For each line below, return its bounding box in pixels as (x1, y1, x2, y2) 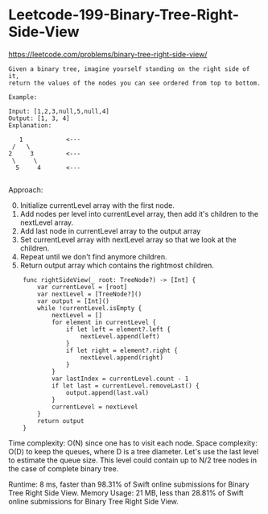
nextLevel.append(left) (80, 332, 160, 340)
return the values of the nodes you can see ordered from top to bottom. (8, 79, 262, 87)
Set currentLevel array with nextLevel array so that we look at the (19, 234, 237, 244)
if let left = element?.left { (65, 325, 171, 334)
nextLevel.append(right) (80, 353, 163, 362)
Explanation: (8, 121, 52, 130)
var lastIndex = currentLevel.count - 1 (51, 375, 189, 383)
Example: (8, 93, 38, 102)
